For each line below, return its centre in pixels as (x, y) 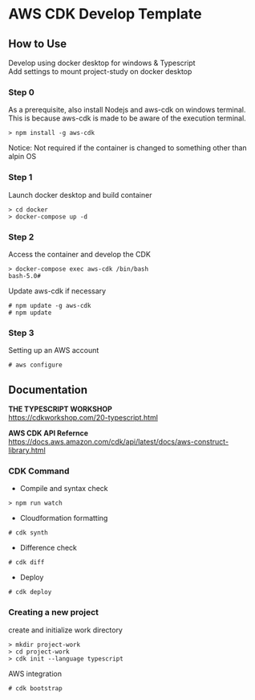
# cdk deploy (30, 592)
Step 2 (21, 236)
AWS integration (35, 673)
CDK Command (39, 471)
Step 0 (21, 92)
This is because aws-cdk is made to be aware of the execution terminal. (127, 118)
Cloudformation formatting (64, 518)
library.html (27, 450)
